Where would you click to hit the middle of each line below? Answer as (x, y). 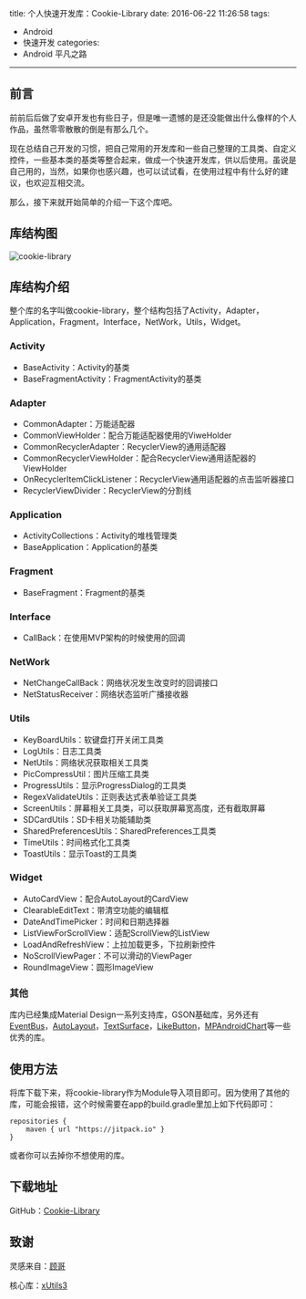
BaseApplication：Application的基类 (90, 547)
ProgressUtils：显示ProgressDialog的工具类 (104, 785)
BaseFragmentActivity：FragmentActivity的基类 (112, 379)
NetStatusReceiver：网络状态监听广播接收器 (106, 694)
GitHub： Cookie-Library (55, 1211)
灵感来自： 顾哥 (37, 1265)
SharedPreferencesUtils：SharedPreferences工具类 (119, 831)
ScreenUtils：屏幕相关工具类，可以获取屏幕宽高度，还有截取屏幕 (144, 808)
